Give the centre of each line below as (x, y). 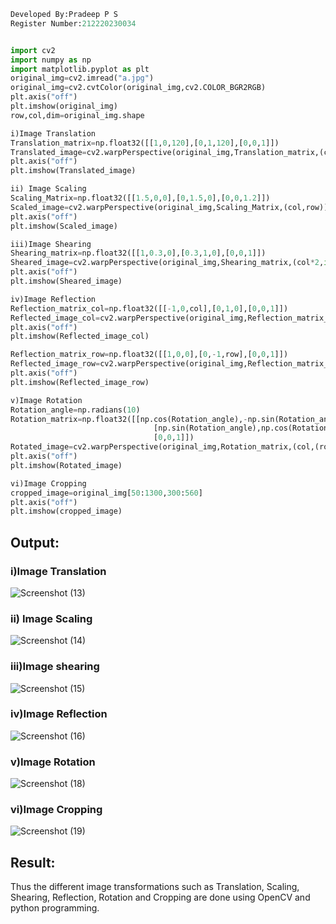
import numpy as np (51, 60)
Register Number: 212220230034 (73, 23)
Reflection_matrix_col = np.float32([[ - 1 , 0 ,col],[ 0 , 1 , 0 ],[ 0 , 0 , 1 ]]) (149, 308)
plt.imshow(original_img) (64, 106)
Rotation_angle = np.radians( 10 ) (75, 410)
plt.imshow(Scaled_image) (64, 226)
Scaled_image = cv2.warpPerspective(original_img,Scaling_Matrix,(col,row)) (169, 207)
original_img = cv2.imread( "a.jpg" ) (82, 78)
